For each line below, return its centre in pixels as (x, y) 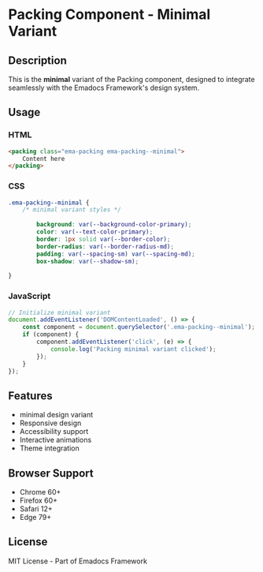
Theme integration (50, 448)
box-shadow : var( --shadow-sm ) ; (88, 261)
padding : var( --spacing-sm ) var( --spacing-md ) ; (116, 254)
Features (30, 396)
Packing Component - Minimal (109, 15)
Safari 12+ (36, 509)
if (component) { (51, 335)
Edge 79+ (35, 518)
